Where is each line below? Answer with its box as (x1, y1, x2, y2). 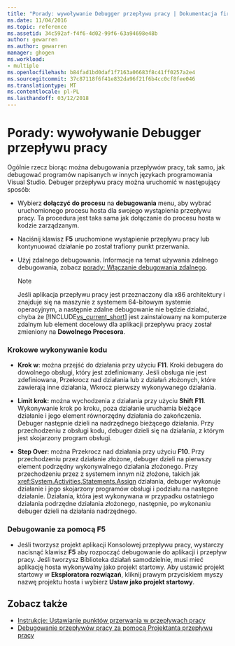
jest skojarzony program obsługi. (17, 434, 112, 442)
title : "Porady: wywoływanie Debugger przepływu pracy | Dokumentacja (7, 10, 218, 17)
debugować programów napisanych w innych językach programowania (7, 170, 213, 178)
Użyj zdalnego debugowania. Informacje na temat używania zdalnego (17, 255, 219, 264)
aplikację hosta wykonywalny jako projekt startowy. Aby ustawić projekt (17, 563, 225, 571)
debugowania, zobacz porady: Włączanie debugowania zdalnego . (17, 263, 208, 272)
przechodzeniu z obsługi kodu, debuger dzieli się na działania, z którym (17, 426, 225, 435)
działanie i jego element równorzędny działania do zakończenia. (17, 412, 201, 420)
